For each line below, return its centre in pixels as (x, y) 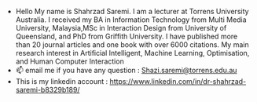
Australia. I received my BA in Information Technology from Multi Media (131, 20)
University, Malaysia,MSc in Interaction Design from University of (121, 28)
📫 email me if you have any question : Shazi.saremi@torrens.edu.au (126, 70)
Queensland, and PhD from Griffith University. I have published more (127, 36)
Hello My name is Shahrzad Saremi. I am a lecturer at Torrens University (132, 11)
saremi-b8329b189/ (48, 90)
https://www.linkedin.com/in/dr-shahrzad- (178, 81)
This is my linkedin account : (62, 81)
